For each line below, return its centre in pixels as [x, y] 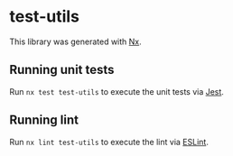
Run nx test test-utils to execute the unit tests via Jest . [116, 91]
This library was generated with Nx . [75, 41]
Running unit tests [62, 70]
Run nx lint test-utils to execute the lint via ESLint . [109, 142]
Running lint [44, 120]
